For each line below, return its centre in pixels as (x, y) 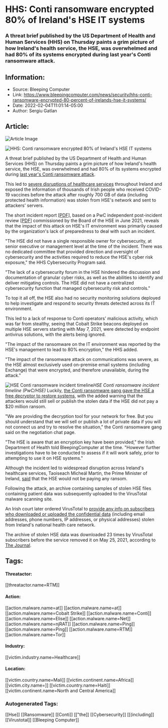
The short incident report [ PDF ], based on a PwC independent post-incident (83, 215)
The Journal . (18, 545)
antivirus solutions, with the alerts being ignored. (56, 334)
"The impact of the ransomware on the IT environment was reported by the (83, 344)
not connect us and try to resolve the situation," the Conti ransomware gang (83, 427)
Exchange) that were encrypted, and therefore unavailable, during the (77, 370)
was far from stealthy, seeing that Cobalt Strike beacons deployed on (77, 324)
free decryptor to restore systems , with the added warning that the (74, 396)
